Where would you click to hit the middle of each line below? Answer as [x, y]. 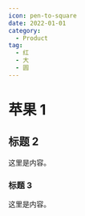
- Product [32, 38]
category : [25, 30]
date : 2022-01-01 [37, 23]
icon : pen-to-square [43, 16]
